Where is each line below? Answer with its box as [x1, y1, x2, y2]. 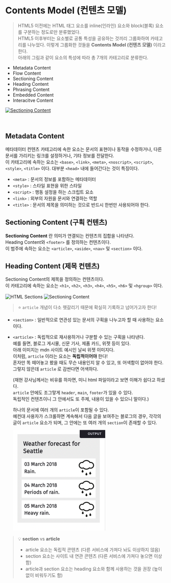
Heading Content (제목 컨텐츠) [5, 262, 100, 270]
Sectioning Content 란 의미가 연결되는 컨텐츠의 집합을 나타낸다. [5, 232, 134, 239]
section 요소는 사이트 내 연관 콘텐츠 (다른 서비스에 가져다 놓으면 [25, 553, 153, 559]
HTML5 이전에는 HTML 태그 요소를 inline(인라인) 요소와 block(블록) [17, 22, 154, 29]
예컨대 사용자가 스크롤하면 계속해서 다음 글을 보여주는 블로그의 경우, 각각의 [12, 413, 162, 419]
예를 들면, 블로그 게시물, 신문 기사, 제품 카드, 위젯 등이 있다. [12, 340, 131, 346]
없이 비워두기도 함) [25, 572, 63, 578]
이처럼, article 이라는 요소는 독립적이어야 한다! [12, 353, 108, 359]
